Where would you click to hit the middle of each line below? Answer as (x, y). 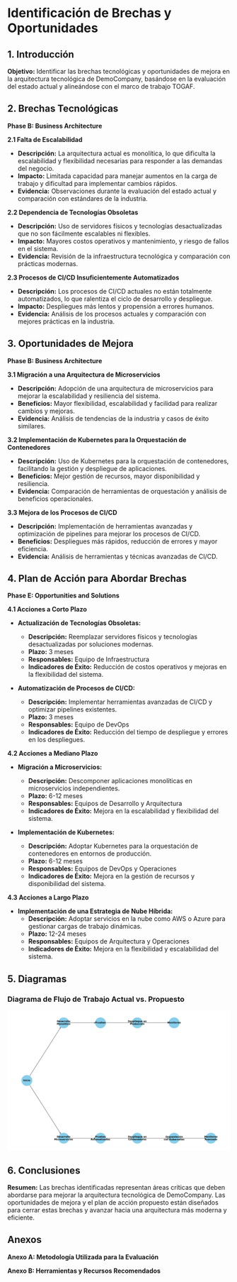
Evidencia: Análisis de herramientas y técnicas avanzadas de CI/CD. (117, 556)
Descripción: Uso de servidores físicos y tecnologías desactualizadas (120, 226)
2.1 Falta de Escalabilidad (45, 139)
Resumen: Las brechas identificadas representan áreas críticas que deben (116, 1187)
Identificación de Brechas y (89, 13)
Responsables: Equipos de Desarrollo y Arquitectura (105, 804)
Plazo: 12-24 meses (57, 934)
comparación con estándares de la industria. (83, 198)
